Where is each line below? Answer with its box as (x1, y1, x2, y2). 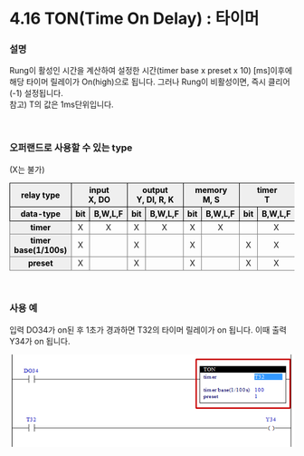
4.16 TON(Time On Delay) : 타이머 (9, 8, 260, 29)
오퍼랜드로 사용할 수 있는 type (9, 141, 133, 154)
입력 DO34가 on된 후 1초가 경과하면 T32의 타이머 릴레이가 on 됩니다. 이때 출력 (9, 324, 287, 335)
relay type (21, 189, 61, 200)
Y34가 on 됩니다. (9, 335, 71, 346)
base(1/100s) (14, 244, 68, 255)
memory (195, 185, 228, 196)
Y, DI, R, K (136, 194, 175, 205)
